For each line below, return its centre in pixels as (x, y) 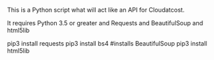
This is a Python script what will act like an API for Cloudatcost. (96, 10)
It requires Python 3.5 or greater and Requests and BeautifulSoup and (105, 23)
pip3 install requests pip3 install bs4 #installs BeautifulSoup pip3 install (107, 43)
